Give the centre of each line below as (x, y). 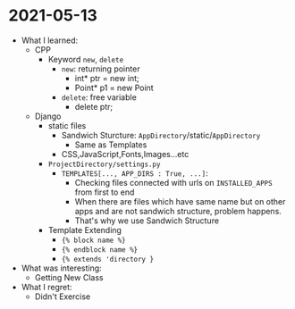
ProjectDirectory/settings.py (104, 164)
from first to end (105, 192)
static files (67, 125)
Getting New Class (69, 277)
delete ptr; (94, 106)
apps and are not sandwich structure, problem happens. (178, 211)
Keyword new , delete (86, 59)
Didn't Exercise (63, 296)
